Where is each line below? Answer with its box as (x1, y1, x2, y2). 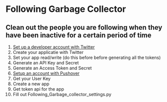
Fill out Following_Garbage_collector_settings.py (12, 92, 111, 97)
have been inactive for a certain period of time (5, 31, 152, 39)
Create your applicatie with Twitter (12, 50, 84, 55)
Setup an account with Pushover (12, 70, 80, 76)
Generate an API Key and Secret (12, 60, 79, 65)
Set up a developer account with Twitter (12, 44, 95, 50)
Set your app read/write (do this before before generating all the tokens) (12, 54, 161, 60)
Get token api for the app (12, 86, 64, 92)
